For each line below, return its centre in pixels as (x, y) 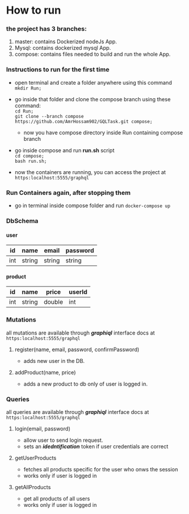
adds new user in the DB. (54, 361)
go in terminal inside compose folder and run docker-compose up (92, 205)
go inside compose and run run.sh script (64, 150)
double (53, 302)
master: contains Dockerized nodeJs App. (66, 41)
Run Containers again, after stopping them (69, 192)
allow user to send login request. (63, 440)
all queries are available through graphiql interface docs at (78, 412)
